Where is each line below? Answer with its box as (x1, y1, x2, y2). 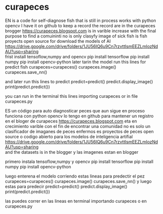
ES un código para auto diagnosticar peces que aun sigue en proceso (5, 107, 145, 113)
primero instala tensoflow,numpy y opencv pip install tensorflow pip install (5, 159, 154, 164)
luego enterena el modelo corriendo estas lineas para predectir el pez (5, 173, 145, 179)
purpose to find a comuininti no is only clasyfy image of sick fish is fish (5, 33, 147, 39)
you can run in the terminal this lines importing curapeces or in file (5, 93, 138, 99)
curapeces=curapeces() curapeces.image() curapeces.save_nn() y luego (5, 178, 152, 184)
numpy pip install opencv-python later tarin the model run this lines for (5, 59, 146, 65)
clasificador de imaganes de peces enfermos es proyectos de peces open (5, 128, 154, 134)
